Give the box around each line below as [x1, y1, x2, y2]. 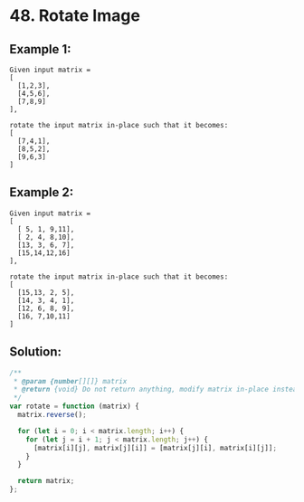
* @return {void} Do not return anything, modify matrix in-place [13, 385, 270, 394]
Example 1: [9, 42, 71, 57]
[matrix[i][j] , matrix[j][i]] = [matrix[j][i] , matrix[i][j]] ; [33, 443, 278, 452]
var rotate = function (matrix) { [9, 402, 140, 412]
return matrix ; [17, 477, 75, 486]
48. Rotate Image [9, 5, 140, 26]
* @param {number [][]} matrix [13, 376, 128, 385]
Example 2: [9, 185, 74, 200]
